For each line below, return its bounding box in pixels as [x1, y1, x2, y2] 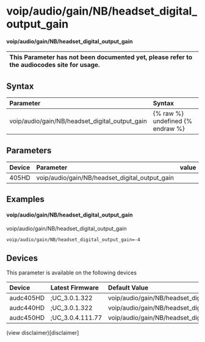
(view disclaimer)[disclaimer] [6, 329, 79, 337]
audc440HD [9, 304, 45, 312]
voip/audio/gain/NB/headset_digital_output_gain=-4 [6, 236, 140, 243]
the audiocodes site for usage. [9, 61, 100, 69]
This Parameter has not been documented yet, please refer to [9, 53, 193, 61]
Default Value [107, 284, 148, 292]
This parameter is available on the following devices [6, 269, 137, 276]
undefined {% [153, 117, 193, 125]
